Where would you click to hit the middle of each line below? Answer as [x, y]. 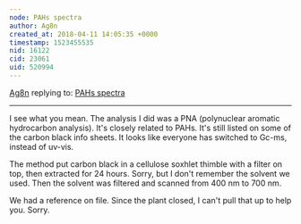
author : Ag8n [34, 26]
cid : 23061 [30, 59]
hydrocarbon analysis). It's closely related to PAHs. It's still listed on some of [150, 128]
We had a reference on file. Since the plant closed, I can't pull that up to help [150, 200]
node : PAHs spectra [46, 17]
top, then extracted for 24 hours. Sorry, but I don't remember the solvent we [150, 173]
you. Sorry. [30, 210]
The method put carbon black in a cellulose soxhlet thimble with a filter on [146, 164]
